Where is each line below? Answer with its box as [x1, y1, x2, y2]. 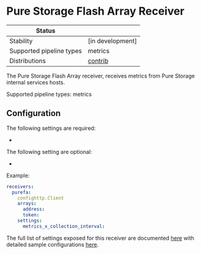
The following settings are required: [6, 124, 96, 132]
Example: [6, 172, 30, 179]
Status [35, 26, 56, 35]
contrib [87, 56, 109, 65]
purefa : [12, 189, 32, 195]
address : [22, 206, 45, 212]
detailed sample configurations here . [6, 241, 99, 248]
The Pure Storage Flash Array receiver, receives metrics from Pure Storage [6, 72, 196, 79]
